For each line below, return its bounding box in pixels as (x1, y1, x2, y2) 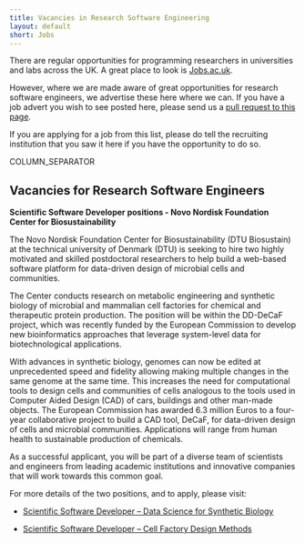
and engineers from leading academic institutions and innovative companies (9, 461, 296, 472)
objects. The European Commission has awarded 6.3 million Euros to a (9, 405, 275, 416)
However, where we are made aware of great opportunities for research (9, 83, 279, 94)
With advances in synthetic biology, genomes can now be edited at (9, 357, 261, 367)
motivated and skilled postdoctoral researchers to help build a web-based (9, 254, 287, 265)
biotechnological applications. (9, 338, 122, 350)
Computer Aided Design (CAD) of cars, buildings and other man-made (9, 395, 273, 406)
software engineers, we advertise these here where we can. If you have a (9, 92, 285, 103)
